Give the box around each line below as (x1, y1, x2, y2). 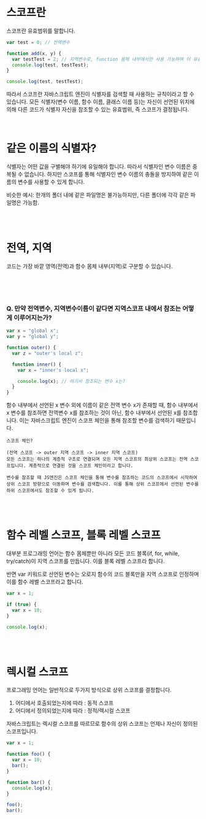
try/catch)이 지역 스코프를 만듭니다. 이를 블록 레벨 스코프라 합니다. (6, 558, 165, 565)
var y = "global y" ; (6, 334, 59, 340)
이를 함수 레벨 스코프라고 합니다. (6, 578, 84, 586)
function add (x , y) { (6, 50, 62, 56)
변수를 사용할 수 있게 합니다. (17, 179, 85, 186)
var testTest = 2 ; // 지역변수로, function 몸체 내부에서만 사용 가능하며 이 (12, 56, 191, 62)
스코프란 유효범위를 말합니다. (6, 27, 75, 34)
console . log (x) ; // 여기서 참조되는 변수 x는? (17, 378, 126, 384)
